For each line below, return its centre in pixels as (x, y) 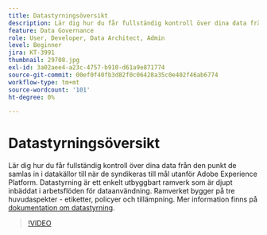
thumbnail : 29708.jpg (44, 61)
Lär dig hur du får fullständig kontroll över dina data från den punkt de (122, 166)
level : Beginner (35, 45)
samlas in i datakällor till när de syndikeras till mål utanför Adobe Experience (133, 174)
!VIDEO (39, 223)
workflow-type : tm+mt (44, 82)
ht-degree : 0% (32, 97)
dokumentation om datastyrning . (62, 208)
